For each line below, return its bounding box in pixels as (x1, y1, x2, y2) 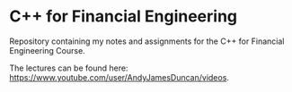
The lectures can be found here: (9, 63, 128, 73)
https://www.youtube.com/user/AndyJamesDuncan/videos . (9, 71, 229, 82)
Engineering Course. (9, 45, 85, 55)
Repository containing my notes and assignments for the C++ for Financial (9, 36, 285, 46)
